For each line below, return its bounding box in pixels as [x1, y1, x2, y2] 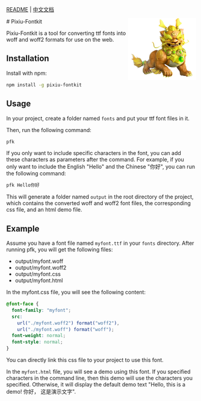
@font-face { [6, 301, 39, 307]
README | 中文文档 [6, 6, 54, 13]
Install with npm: [6, 69, 47, 77]
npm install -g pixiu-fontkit [6, 81, 82, 88]
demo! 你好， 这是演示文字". [6, 388, 76, 396]
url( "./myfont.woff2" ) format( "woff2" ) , [17, 320, 120, 326]
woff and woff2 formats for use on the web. [6, 36, 114, 43]
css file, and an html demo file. [6, 206, 82, 213]
